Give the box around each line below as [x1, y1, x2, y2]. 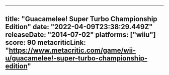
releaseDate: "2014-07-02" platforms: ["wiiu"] [5, 31, 156, 39]
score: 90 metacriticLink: [5, 38, 87, 47]
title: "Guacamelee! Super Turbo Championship [5, 15, 157, 23]
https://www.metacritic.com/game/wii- [9, 46, 136, 55]
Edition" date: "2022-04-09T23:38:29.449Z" [5, 23, 153, 31]
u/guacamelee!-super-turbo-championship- [5, 54, 148, 63]
